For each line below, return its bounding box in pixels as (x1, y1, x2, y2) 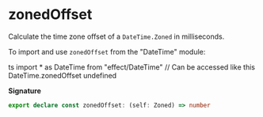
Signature (8, 85, 42, 96)
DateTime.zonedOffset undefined (8, 70, 117, 80)
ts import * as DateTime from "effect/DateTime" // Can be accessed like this (8, 62, 256, 72)
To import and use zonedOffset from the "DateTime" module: (8, 47, 206, 56)
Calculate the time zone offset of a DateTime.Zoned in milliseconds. (8, 32, 225, 41)
